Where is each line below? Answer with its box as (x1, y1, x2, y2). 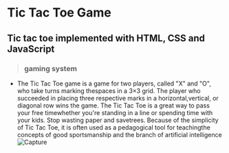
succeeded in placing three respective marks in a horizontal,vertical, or (17, 94, 219, 102)
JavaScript (7, 43, 55, 54)
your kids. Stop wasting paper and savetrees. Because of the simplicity (17, 116, 219, 124)
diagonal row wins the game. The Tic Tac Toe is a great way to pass (17, 101, 210, 110)
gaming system (23, 63, 78, 73)
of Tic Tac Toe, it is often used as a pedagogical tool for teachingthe (17, 123, 211, 132)
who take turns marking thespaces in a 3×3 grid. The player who (17, 86, 201, 94)
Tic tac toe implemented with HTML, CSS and (7, 32, 205, 44)
